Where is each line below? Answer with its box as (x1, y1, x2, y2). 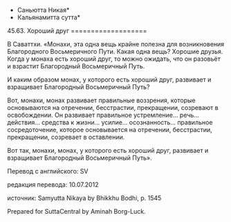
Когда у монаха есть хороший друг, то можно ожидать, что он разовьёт (7, 55, 221, 63)
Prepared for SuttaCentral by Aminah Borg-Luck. (7, 207, 147, 215)
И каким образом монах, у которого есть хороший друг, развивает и (7, 75, 212, 84)
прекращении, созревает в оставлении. (7, 133, 125, 141)
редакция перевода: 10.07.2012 (7, 181, 99, 189)
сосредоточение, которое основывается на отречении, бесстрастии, (7, 126, 212, 133)
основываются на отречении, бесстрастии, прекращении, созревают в (7, 104, 219, 111)
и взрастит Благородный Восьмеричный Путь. (7, 62, 145, 70)
